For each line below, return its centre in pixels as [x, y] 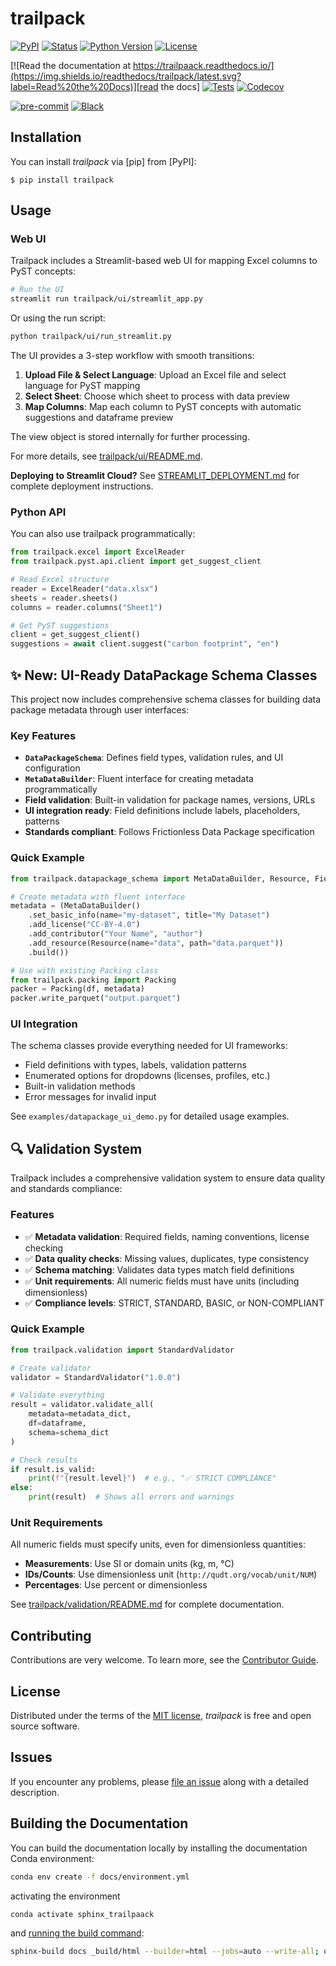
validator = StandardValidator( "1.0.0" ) [96, 1377]
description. [35, 1792]
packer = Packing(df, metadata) [77, 989]
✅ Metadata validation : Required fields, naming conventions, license [167, 1236]
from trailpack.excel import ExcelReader [98, 552]
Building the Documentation [99, 1823]
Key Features [43, 735]
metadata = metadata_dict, [80, 1414]
